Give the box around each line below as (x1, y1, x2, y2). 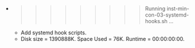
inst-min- (166, 5, 190, 12)
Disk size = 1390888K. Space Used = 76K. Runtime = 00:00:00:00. (20, 36, 185, 42)
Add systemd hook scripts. (20, 29, 87, 36)
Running (144, 5, 166, 12)
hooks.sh (144, 18, 168, 24)
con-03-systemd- (144, 11, 189, 18)
